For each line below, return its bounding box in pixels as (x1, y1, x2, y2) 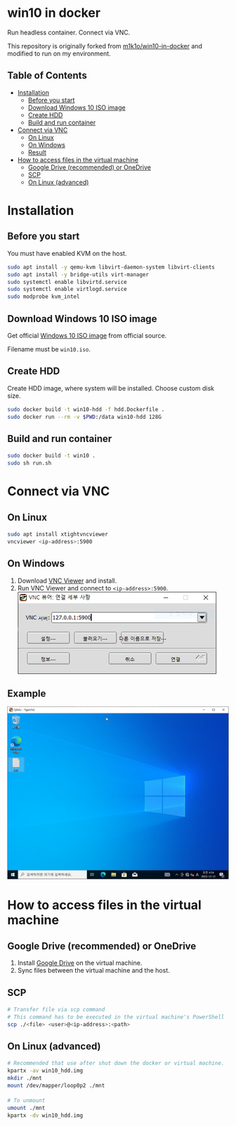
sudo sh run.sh (7, 460, 52, 467)
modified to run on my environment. (7, 49, 111, 58)
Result (27, 148, 47, 156)
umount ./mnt (7, 1104, 46, 1111)
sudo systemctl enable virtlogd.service (7, 286, 128, 293)
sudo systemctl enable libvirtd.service (7, 278, 128, 285)
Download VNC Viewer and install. (17, 576, 117, 585)
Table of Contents (7, 70, 88, 82)
